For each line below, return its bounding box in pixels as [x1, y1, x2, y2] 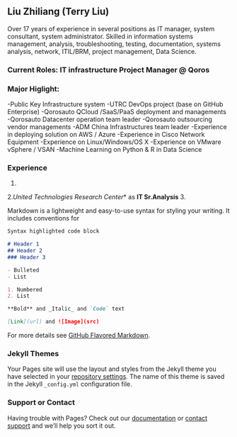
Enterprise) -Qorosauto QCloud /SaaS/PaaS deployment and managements [7, 108, 226, 116]
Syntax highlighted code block [7, 228, 100, 235]
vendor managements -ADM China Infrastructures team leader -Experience [7, 123, 228, 131]
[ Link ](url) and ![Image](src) [7, 319, 100, 326]
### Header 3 [7, 253, 46, 261]
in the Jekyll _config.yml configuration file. [7, 380, 132, 389]
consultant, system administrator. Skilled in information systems [7, 32, 193, 40]
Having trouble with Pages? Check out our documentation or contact [7, 414, 207, 422]
